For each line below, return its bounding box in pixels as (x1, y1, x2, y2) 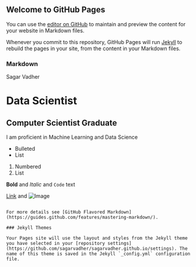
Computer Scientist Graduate (6, 117, 117, 128)
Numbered (14, 163, 42, 170)
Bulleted (14, 145, 36, 153)
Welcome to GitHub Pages (6, 5, 105, 15)
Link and (6, 193, 27, 200)
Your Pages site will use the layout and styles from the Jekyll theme (6, 235, 188, 241)
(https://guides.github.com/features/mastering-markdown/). (6, 215, 159, 221)
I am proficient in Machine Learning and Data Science (6, 133, 138, 141)
